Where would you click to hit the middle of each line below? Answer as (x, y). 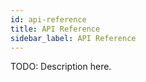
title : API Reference (55, 29)
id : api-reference (48, 19)
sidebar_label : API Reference (73, 38)
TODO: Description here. (61, 67)
